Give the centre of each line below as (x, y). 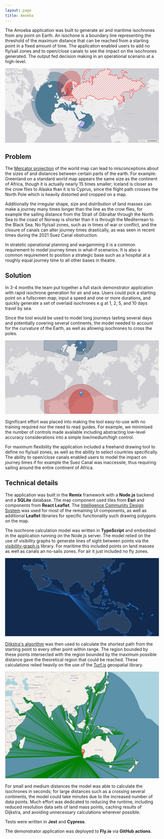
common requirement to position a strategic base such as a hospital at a (78, 255)
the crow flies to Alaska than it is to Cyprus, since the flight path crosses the (82, 189)
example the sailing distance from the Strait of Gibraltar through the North (79, 214)
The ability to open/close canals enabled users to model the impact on (76, 457)
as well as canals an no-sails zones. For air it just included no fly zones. (77, 551)
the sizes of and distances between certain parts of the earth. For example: (81, 173)
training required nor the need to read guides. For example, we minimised (79, 427)
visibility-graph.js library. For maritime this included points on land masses (80, 546)
